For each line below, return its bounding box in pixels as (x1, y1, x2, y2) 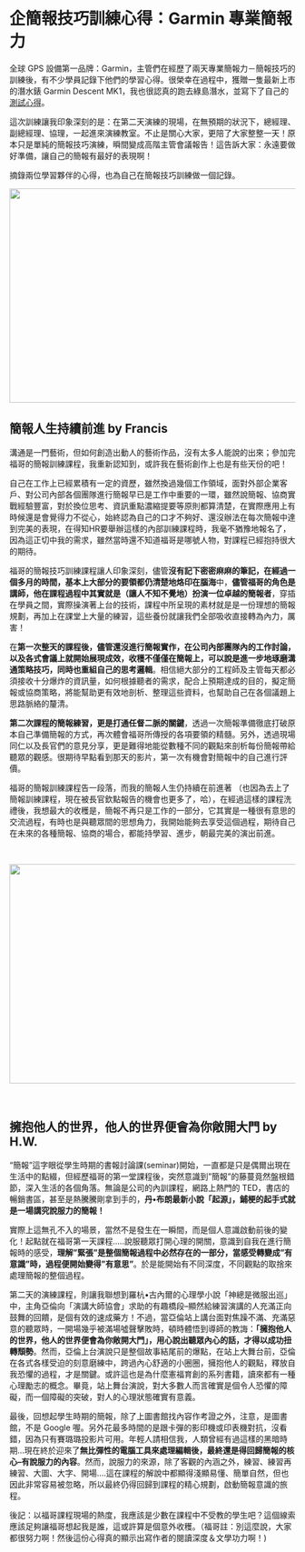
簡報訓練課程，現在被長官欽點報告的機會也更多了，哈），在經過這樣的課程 (9, 793, 284, 805)
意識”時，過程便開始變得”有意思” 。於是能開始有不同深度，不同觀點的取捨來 (9, 1258, 293, 1269)
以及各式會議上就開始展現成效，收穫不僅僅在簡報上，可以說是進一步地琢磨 (9, 652, 288, 664)
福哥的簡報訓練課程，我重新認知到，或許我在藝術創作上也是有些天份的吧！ (9, 458, 288, 469)
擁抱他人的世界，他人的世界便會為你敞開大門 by (9, 1119, 278, 1135)
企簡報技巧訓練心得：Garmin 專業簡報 (9, 8, 293, 29)
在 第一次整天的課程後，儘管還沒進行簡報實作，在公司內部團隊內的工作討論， (9, 641, 296, 652)
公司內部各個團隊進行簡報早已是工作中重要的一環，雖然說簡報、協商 (33, 488, 288, 500)
